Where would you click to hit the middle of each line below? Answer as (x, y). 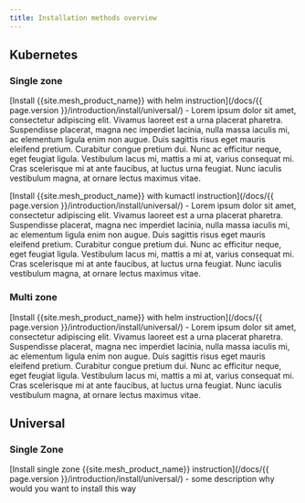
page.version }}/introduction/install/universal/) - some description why (142, 479)
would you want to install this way (73, 488)
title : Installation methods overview (83, 18)
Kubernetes (44, 55)
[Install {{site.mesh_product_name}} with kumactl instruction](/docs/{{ (142, 196)
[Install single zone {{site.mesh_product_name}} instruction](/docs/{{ (139, 469)
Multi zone (33, 298)
